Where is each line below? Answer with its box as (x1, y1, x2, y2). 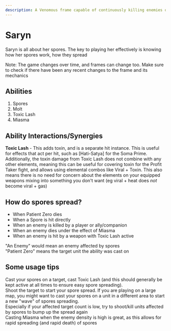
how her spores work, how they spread (5, 51, 88, 58)
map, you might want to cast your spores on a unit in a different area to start (5, 292, 165, 298)
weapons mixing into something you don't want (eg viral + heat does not (5, 178, 157, 184)
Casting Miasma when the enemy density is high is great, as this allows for (5, 314, 162, 320)
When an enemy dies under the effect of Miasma (12, 228, 116, 233)
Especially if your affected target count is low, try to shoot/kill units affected (5, 304, 164, 310)
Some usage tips (5, 263, 60, 271)
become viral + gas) (5, 183, 47, 189)
